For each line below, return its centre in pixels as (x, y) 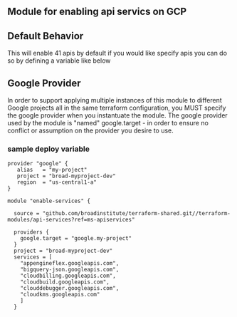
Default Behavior (46, 36)
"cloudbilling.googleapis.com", (68, 276)
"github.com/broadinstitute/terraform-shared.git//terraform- (137, 214)
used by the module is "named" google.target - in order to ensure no (108, 123)
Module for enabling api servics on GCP (97, 12)
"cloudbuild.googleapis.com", (65, 282)
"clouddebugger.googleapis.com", (70, 289)
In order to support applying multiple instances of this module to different (115, 100)
